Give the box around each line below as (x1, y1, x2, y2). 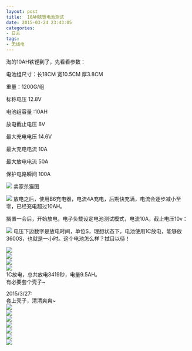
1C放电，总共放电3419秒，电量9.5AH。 (6, 271, 101, 278)
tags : (6, 36, 19, 42)
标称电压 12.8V (6, 95, 42, 103)
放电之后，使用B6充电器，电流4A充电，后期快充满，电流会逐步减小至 (13, 195, 181, 203)
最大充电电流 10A (6, 145, 48, 153)
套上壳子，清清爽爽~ (6, 297, 56, 304)
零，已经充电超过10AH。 (6, 203, 66, 210)
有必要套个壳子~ (6, 278, 46, 285)
